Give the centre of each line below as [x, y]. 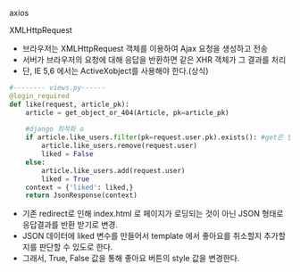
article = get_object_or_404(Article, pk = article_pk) [127, 112]
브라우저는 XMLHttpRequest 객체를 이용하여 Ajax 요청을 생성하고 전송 [145, 49]
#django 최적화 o [55, 129]
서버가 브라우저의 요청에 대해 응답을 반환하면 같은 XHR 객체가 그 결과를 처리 [154, 60]
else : [36, 162]
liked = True [66, 179]
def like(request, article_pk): [69, 104]
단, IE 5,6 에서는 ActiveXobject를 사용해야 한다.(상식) [115, 71]
